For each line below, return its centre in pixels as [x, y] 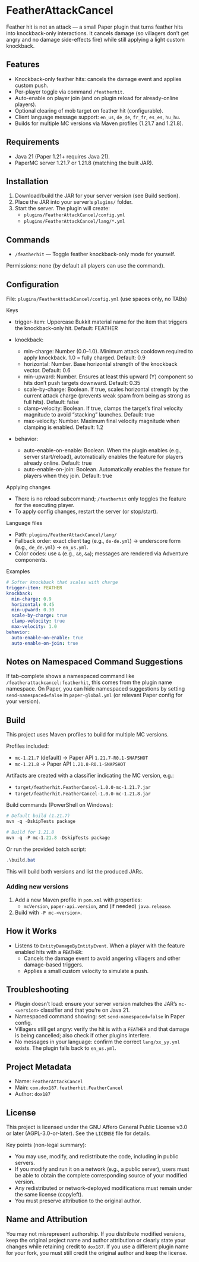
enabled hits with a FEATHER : [49, 952]
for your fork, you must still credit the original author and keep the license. [97, 1252]
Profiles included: [28, 746]
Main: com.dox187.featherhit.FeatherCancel [69, 1087]
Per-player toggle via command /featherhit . [70, 91]
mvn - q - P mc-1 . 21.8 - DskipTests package [58, 838]
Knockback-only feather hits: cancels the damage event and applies [98, 79]
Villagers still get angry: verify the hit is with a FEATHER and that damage [102, 1029]
